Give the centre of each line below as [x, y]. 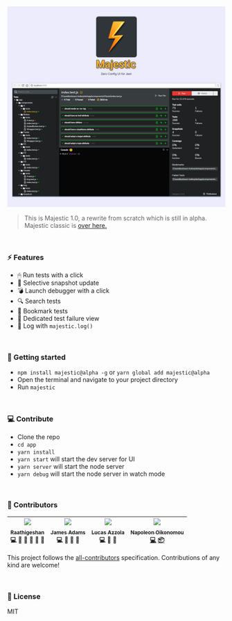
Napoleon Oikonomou [157, 533]
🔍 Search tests [39, 301]
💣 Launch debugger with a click [63, 290]
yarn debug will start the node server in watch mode [91, 474]
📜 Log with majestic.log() [55, 326]
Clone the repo [38, 437]
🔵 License [24, 596]
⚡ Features [26, 257]
